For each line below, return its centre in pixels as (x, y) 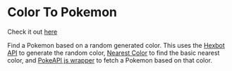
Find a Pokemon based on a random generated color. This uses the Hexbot (116, 45)
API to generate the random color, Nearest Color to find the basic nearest (114, 53)
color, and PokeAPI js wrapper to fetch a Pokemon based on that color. (110, 60)
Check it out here (32, 32)
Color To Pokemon (62, 12)
